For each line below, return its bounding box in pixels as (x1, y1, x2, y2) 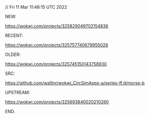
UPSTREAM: (5, 90, 30, 95)
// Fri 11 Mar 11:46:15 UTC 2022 (5, 4, 67, 10)
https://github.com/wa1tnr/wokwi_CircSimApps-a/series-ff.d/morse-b (5, 80, 145, 86)
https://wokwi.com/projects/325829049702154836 (5, 23, 108, 29)
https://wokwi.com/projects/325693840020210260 (5, 99, 109, 105)
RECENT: (5, 33, 23, 38)
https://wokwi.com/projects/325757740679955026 (5, 42, 108, 48)
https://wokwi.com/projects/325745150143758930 (5, 61, 107, 67)
